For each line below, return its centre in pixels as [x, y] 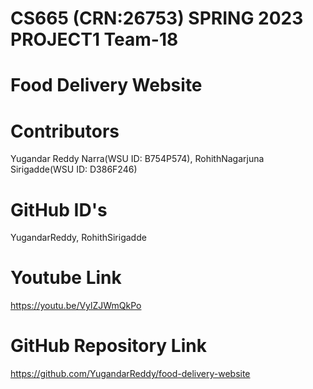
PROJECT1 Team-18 [94, 39]
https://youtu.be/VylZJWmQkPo [76, 306]
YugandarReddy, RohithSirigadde [78, 238]
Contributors [65, 131]
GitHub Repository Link [108, 346]
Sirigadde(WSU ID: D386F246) [74, 169]
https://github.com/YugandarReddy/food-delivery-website [130, 374]
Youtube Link [66, 278]
